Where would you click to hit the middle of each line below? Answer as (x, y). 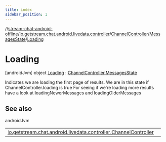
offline (12, 34)
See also (19, 108)
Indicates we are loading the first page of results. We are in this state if (77, 82)
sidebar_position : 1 (26, 14)
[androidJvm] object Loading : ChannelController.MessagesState (71, 73)
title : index (19, 10)
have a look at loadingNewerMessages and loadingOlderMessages (73, 93)
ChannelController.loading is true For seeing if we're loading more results (80, 88)
